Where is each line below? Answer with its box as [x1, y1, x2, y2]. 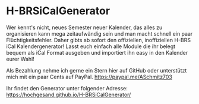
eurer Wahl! [6, 55, 34, 62]
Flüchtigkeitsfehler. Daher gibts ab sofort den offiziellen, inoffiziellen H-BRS [6, 36, 191, 43]
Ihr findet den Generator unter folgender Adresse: [6, 84, 128, 92]
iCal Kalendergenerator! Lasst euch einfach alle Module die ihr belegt [6, 43, 176, 50]
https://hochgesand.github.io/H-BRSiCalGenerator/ [6, 91, 131, 98]
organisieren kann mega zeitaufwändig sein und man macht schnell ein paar [6, 30, 193, 37]
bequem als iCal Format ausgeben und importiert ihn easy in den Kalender [6, 49, 188, 56]
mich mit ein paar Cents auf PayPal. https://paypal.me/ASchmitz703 [6, 73, 172, 80]
